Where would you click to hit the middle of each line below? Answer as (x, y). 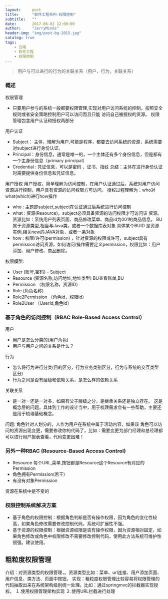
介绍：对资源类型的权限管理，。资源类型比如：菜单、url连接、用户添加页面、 (83, 572)
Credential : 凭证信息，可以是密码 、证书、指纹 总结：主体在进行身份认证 (87, 167)
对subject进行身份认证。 (38, 148)
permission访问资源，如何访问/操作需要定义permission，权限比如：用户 (86, 244)
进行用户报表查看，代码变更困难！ (49, 436)
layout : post (23, 10)
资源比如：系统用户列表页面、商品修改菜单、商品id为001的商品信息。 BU (87, 219)
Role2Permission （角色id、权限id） (49, 297)
